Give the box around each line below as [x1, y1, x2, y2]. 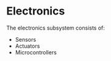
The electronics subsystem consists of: [6, 24, 106, 31]
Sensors [15, 36, 37, 43]
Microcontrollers [15, 48, 57, 56]
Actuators [15, 42, 40, 50]
